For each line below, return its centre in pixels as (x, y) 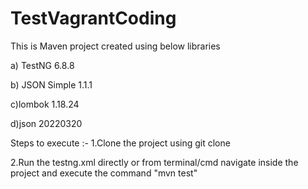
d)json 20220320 (46, 123)
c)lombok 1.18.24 (45, 104)
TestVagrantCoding (93, 18)
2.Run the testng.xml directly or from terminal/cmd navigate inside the (154, 162)
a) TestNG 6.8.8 (42, 65)
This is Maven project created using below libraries (115, 46)
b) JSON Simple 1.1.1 (51, 84)
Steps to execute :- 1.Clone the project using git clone (120, 143)
